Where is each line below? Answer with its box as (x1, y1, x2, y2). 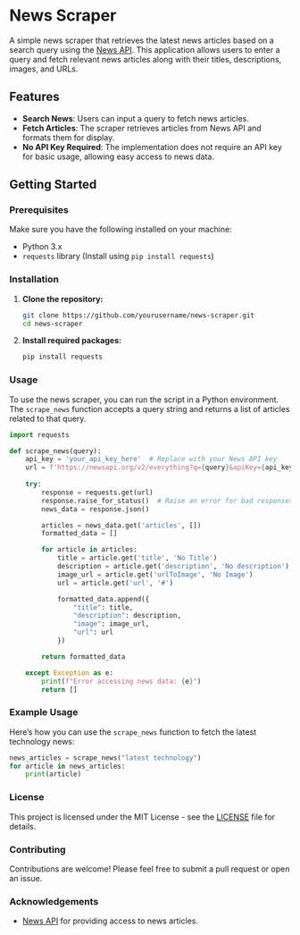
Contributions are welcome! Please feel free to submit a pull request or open (9, 863, 290, 874)
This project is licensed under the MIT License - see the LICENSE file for (9, 811, 275, 822)
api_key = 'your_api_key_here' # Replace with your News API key (25, 455, 278, 464)
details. (9, 821, 37, 831)
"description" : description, (72, 611, 181, 620)
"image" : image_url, (72, 619, 150, 628)
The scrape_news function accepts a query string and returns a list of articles (9, 403, 290, 414)
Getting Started (9, 177, 97, 192)
